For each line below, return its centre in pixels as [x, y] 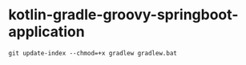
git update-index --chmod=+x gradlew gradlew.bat [93, 53]
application [47, 32]
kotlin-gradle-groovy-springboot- [123, 15]
